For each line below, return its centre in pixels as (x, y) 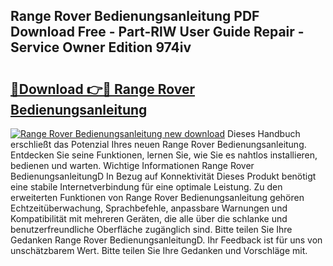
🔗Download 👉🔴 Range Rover (103, 89)
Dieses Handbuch (263, 133)
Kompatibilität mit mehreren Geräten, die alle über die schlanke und (149, 218)
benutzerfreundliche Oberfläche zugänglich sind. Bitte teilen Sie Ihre (151, 229)
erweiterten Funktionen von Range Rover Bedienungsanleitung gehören (157, 197)
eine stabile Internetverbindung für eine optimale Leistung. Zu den (146, 187)
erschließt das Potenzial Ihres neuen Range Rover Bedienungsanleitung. (158, 144)
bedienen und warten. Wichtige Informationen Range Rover (132, 165)
